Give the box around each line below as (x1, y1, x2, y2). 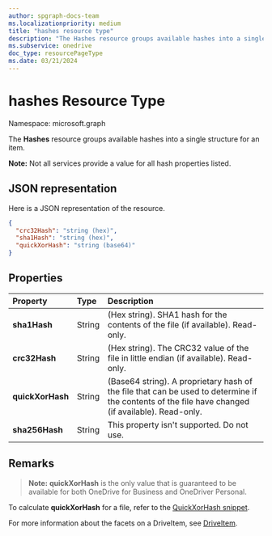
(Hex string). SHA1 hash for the (108, 309, 227, 320)
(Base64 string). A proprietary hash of (108, 375, 253, 386)
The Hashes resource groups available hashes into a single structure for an (8, 134, 260, 144)
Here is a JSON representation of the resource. (8, 203, 166, 213)
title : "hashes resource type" (8, 27, 114, 35)
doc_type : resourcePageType (8, 49, 104, 57)
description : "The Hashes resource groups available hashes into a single (8, 34, 266, 43)
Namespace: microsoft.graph (8, 118, 106, 128)
